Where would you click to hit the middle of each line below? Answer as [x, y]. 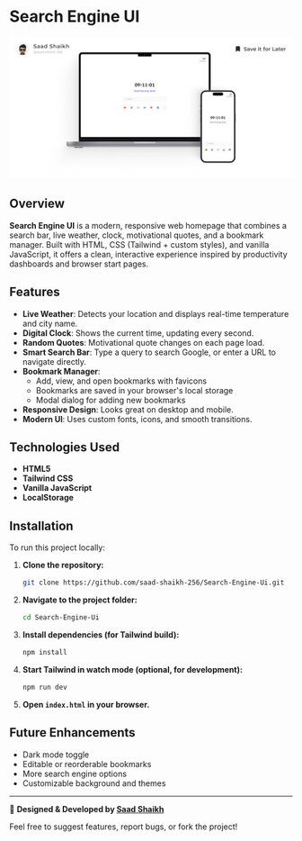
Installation [41, 525]
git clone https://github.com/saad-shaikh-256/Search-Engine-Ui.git [153, 583]
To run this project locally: [58, 547]
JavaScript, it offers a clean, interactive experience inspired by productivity [148, 254]
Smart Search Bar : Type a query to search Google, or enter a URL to [149, 352]
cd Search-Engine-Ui [61, 618]
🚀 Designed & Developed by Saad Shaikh [87, 809]
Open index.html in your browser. [86, 704]
